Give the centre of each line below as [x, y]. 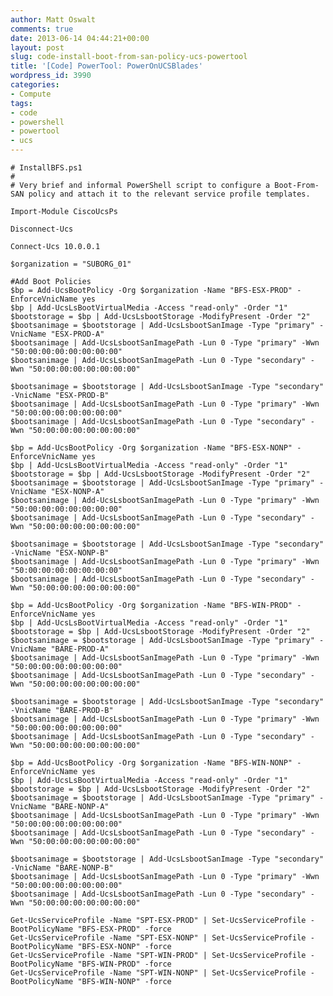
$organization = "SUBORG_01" [71, 264]
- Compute [31, 94]
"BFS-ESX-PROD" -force [124, 929]
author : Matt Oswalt [53, 19]
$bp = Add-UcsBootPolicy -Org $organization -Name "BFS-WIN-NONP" [151, 763]
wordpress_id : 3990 [51, 76]
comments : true [42, 29]
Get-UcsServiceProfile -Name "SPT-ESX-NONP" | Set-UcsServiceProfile [158, 938]
